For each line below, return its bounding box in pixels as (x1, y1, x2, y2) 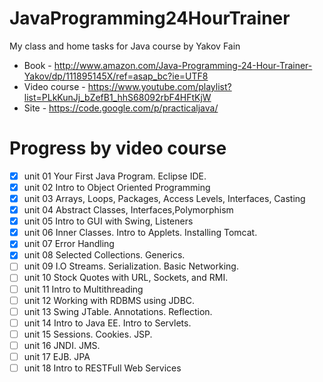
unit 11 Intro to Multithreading (23, 283, 144, 295)
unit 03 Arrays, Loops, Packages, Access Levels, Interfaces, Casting (23, 193, 306, 204)
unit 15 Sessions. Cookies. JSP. (23, 328, 153, 340)
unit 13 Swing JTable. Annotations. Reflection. (23, 305, 213, 317)
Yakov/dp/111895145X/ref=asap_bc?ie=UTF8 (23, 70, 209, 82)
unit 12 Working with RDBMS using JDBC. (23, 294, 196, 306)
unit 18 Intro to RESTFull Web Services (23, 362, 182, 374)
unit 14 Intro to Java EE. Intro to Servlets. (23, 317, 192, 329)
